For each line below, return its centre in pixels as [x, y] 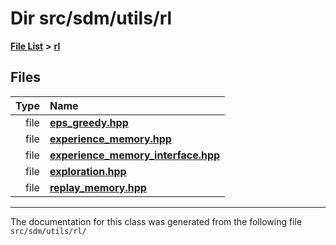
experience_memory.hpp [110, 139]
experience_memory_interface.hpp [135, 155]
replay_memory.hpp [98, 187]
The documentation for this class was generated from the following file [156, 221]
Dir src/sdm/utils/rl [91, 18]
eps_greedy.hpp [89, 122]
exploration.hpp [88, 171]
